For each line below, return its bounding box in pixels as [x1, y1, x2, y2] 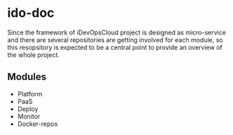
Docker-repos [17, 120, 58, 128]
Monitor [17, 112, 41, 120]
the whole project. [7, 51, 60, 59]
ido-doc [7, 5, 55, 21]
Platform [17, 89, 43, 98]
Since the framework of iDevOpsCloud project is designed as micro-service [7, 28, 227, 37]
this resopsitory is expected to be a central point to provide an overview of [7, 43, 222, 51]
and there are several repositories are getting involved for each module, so [7, 35, 223, 44]
